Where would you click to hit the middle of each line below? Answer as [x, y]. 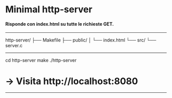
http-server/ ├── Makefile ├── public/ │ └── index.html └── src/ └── [81, 40]
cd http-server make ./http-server [41, 61]
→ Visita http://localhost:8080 [72, 81]
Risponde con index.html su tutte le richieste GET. [60, 24]
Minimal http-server [49, 9]
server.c [14, 46]
